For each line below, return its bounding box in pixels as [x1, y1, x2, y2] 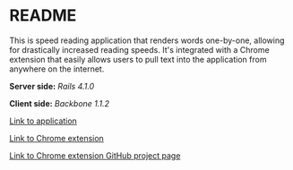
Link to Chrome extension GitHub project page [9, 149, 181, 161]
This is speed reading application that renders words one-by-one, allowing [9, 35, 285, 46]
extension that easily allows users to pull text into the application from [9, 54, 267, 64]
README [9, 5, 77, 26]
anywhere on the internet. [9, 64, 105, 74]
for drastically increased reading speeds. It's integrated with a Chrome [9, 44, 271, 55]
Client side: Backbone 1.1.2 [9, 98, 110, 108]
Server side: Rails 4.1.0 [9, 81, 95, 91]
